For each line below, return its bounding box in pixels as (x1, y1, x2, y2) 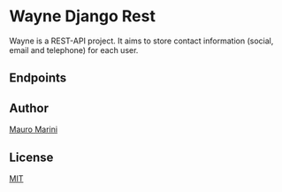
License (9, 150, 54, 165)
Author (9, 100, 49, 116)
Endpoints (9, 71, 67, 86)
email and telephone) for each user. (9, 44, 139, 55)
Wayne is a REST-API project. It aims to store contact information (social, (9, 35, 274, 46)
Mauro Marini (9, 124, 58, 134)
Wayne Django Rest (9, 6, 156, 27)
